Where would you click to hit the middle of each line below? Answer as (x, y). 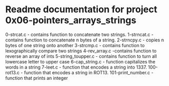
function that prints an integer (37, 78)
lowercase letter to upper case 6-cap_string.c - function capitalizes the (80, 61)
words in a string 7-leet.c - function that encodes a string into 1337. (76, 67)
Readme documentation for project (81, 9)
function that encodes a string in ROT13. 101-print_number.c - (89, 72)
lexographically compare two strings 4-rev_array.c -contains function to (81, 51)
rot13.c (13, 72)
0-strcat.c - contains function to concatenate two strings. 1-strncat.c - (79, 34)
